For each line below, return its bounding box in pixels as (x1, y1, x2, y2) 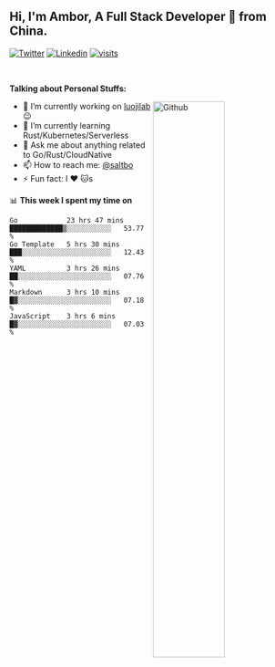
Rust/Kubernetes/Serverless (22, 130, 129, 141)
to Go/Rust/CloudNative (22, 149, 112, 160)
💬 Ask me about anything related (22, 139, 146, 151)
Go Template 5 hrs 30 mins (9, 239, 120, 249)
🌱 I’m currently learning (22, 120, 111, 130)
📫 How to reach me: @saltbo (22, 159, 134, 170)
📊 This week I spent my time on (9, 194, 133, 205)
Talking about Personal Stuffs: (9, 83, 127, 94)
